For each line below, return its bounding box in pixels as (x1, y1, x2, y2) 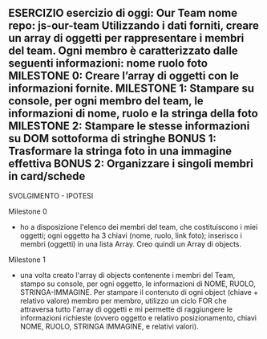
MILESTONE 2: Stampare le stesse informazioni (8, 120, 250, 133)
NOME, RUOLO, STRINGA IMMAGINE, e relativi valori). (19, 321, 199, 331)
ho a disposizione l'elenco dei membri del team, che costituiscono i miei (19, 222, 258, 231)
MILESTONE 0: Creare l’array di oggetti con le (8, 69, 239, 83)
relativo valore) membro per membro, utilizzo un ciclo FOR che (19, 296, 227, 305)
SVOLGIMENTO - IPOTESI (8, 190, 94, 200)
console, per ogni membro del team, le (8, 94, 204, 108)
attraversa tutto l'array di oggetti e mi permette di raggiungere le (19, 304, 233, 314)
